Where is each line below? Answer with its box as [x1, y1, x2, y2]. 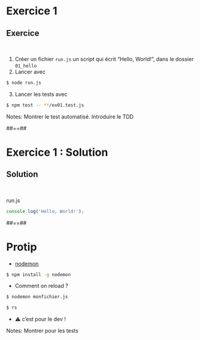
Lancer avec [14, 68, 46, 75]
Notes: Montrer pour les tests [6, 327, 79, 335]
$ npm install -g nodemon [6, 271, 71, 278]
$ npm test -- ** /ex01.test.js [6, 102, 84, 108]
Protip [6, 240, 37, 254]
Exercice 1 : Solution [6, 145, 108, 159]
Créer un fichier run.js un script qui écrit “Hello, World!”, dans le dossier [14, 56, 194, 62]
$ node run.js [6, 80, 42, 86]
